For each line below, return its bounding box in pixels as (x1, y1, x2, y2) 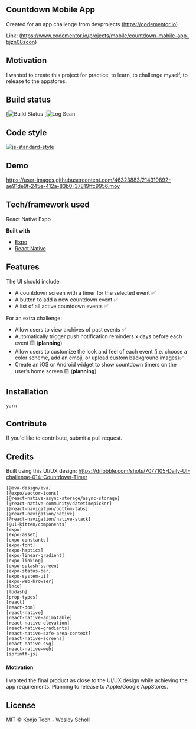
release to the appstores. (6, 77, 67, 85)
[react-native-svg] (6, 641, 54, 647)
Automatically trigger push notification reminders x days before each (14, 332, 182, 340)
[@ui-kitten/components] (6, 521, 67, 527)
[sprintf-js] (6, 651, 38, 657)
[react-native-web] (6, 646, 54, 652)
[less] (6, 584, 22, 590)
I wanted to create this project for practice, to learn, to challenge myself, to (6, 71, 188, 78)
